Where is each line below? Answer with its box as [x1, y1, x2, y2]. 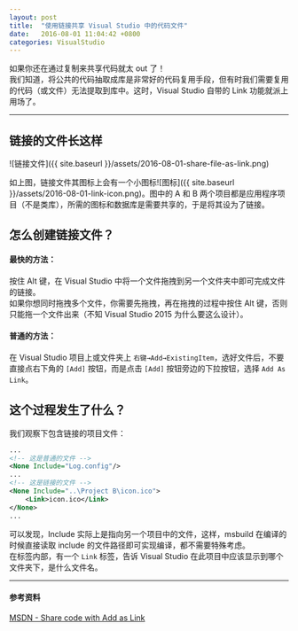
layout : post [9, 12, 58, 22]
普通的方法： [9, 331, 56, 341]
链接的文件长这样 [9, 133, 103, 148]
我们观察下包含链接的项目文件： [9, 427, 126, 439]
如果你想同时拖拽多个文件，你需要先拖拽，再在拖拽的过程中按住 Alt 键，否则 [9, 298, 288, 308]
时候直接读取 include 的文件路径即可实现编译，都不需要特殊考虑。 [9, 540, 250, 550]
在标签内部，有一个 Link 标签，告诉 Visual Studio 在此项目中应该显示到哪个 [9, 550, 284, 561]
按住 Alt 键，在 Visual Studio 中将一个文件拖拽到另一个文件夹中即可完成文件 [9, 276, 286, 286]
